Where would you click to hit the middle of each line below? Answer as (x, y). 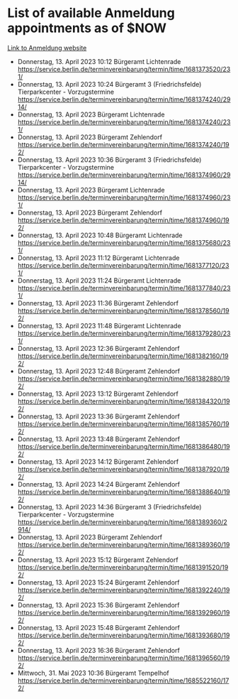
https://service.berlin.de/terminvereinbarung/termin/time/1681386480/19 (124, 446)
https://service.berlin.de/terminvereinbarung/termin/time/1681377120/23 (123, 265)
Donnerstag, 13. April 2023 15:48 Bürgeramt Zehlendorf (99, 627)
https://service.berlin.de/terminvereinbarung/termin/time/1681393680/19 (124, 635)
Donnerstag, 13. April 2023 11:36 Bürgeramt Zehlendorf (98, 303)
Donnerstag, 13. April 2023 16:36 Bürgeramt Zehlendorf (99, 650)
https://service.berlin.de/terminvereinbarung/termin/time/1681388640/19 (124, 492)
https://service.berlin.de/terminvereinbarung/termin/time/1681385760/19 (123, 423)
